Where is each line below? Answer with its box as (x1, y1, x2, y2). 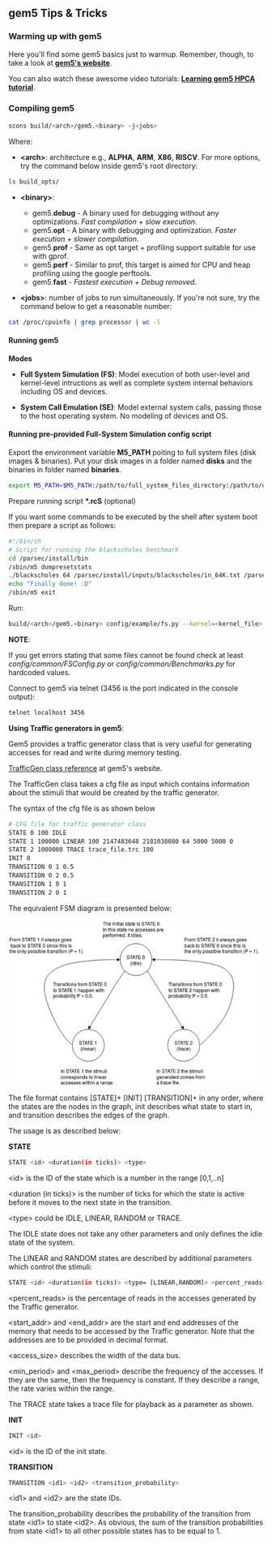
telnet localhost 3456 (8, 708, 85, 716)
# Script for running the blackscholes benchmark (8, 545, 180, 554)
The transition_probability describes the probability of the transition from (8, 1509, 251, 1519)
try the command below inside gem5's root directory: (19, 161, 198, 170)
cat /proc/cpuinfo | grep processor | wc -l (8, 318, 161, 326)
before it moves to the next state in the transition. (8, 1197, 172, 1207)
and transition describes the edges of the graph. (8, 1110, 170, 1120)
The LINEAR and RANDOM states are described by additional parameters (8, 1253, 253, 1262)
